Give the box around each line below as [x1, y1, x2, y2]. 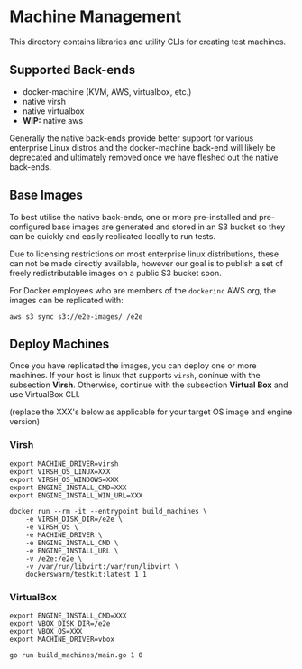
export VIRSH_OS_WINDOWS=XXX [9, 475, 119, 484]
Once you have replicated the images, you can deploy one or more [9, 360, 257, 371]
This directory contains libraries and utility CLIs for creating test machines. [9, 36, 287, 47]
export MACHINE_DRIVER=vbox [9, 635, 115, 644]
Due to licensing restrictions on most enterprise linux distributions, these [9, 248, 279, 259]
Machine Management [9, 6, 182, 27]
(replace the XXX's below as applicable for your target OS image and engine [9, 406, 293, 417]
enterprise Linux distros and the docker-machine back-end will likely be [9, 142, 276, 153]
